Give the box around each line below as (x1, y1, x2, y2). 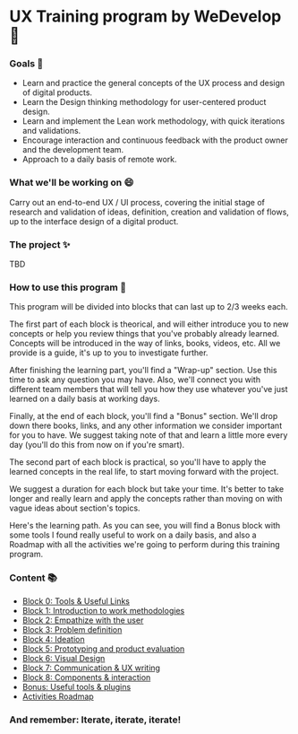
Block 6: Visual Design (21, 652, 106, 663)
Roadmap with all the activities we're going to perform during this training (9, 539, 280, 550)
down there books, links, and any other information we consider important (9, 420, 283, 432)
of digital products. (21, 87, 92, 98)
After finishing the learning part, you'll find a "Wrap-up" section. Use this (9, 365, 277, 376)
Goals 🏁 (9, 57, 44, 70)
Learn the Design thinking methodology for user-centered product (21, 97, 267, 108)
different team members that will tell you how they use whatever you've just (9, 384, 288, 395)
